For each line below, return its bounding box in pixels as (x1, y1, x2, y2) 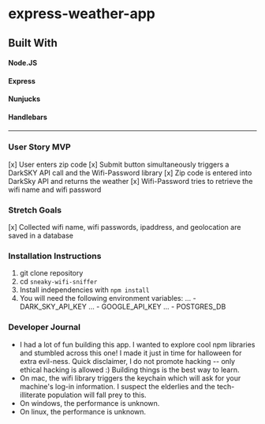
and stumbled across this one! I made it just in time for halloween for (19, 348, 242, 358)
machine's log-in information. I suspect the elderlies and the (19, 381, 215, 391)
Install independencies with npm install (19, 285, 150, 295)
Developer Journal (8, 321, 81, 332)
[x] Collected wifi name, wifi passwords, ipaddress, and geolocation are (8, 223, 241, 232)
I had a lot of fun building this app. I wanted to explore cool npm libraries (19, 340, 256, 349)
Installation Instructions (8, 250, 102, 261)
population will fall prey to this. (47, 390, 147, 400)
